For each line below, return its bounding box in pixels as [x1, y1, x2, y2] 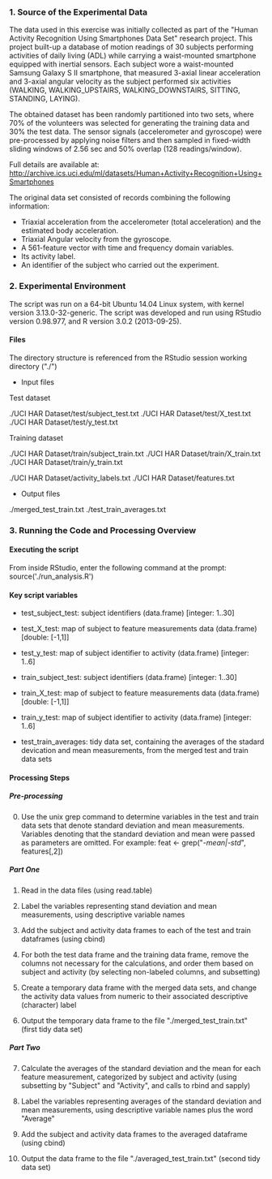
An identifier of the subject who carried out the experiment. [20, 260, 219, 270]
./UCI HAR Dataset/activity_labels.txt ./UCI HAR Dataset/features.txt [9, 473, 236, 483]
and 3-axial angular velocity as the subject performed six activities [9, 76, 232, 87]
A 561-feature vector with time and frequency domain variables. [20, 243, 234, 253]
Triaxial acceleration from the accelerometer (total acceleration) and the [20, 217, 261, 227]
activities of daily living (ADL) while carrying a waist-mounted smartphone [9, 51, 257, 61]
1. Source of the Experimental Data [9, 6, 148, 18]
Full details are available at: [9, 160, 100, 170]
